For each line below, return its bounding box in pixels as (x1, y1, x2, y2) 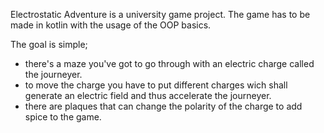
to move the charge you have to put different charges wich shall (24, 79, 288, 91)
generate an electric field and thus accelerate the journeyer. (24, 90, 272, 101)
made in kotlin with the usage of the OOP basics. (10, 19, 212, 31)
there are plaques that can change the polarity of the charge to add (24, 100, 303, 112)
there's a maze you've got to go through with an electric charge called (24, 58, 315, 69)
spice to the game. (24, 111, 102, 123)
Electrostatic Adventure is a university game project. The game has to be (10, 9, 311, 20)
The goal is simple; (10, 39, 88, 50)
